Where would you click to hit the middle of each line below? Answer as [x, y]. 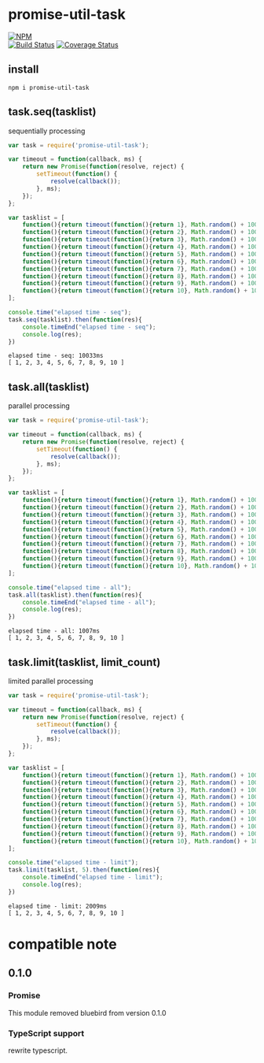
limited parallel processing [51, 681]
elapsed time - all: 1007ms [54, 631]
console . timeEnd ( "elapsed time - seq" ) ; [89, 327]
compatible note [63, 944]
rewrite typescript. [38, 1050]
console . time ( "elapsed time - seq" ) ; [70, 313]
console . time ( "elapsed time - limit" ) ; [73, 863]
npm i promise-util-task [49, 87]
